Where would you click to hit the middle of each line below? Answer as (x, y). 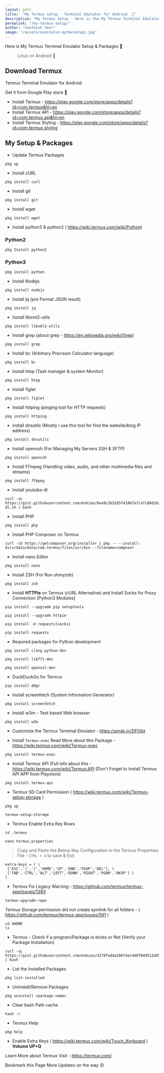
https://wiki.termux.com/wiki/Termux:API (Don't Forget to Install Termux (84, 769)
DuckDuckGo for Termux (37, 677)
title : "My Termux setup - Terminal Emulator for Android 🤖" (71, 14)
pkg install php (21, 526)
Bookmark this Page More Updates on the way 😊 (55, 1065)
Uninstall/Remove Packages (40, 987)
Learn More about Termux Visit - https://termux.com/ (59, 1056)
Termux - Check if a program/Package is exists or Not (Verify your (79, 937)
